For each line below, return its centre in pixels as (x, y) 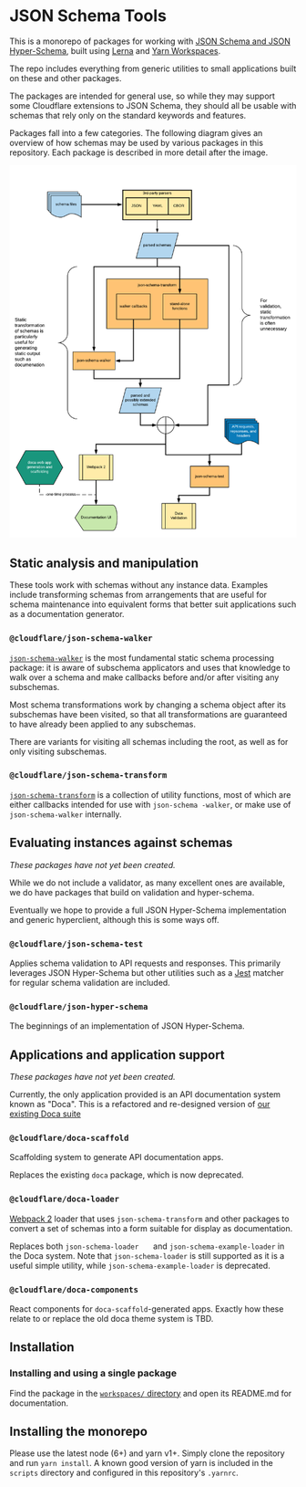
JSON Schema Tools (88, 16)
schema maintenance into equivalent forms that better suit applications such (153, 604)
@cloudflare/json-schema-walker (81, 639)
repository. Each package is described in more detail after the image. (139, 152)
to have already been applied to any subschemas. (102, 724)
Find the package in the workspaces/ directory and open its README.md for (151, 1393)
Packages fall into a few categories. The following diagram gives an (136, 132)
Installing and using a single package (93, 1373)
